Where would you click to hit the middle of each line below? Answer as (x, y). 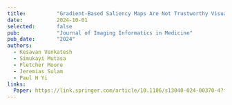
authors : (20, 46)
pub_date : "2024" (41, 39)
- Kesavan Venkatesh (43, 52)
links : (17, 84)
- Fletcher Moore (38, 65)
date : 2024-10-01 (48, 20)
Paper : (23, 90)
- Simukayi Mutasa (40, 59)
